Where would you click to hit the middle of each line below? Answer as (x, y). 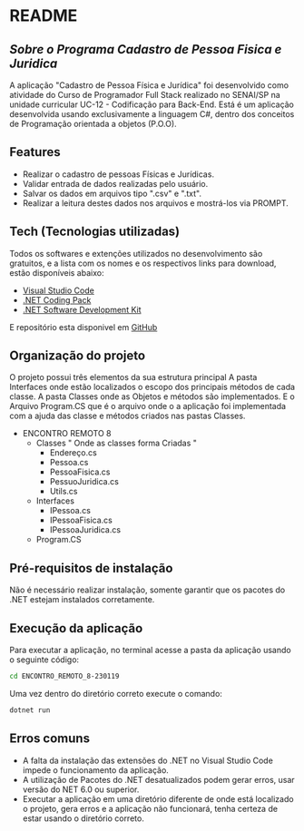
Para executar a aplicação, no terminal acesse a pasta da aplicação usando (151, 650)
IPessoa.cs (70, 511)
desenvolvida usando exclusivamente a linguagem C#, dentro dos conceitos (152, 114)
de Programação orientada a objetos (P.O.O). (93, 124)
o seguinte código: (44, 660)
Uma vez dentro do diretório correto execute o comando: (116, 693)
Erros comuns (50, 739)
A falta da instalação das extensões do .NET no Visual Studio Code (148, 760)
